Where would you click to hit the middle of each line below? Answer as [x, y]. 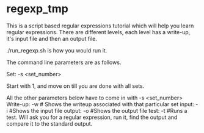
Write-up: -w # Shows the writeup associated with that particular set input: [100, 104]
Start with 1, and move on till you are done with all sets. [75, 86]
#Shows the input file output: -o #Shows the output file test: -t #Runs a [98, 110]
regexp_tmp [37, 9]
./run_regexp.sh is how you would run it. [57, 50]
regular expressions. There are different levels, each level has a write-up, [98, 32]
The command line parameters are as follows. [64, 62]
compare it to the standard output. [49, 123]
